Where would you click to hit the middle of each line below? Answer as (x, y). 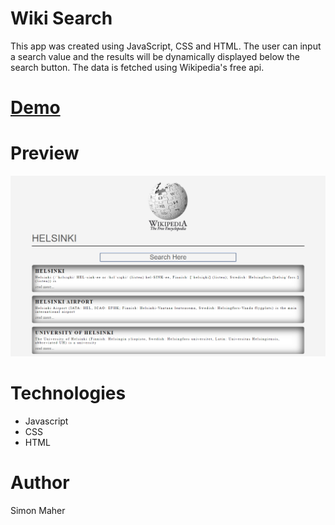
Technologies (68, 393)
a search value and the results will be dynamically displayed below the (155, 56)
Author (40, 483)
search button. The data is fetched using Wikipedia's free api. (137, 67)
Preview (45, 153)
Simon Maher (38, 510)
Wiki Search (61, 18)
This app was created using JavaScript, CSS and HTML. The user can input (166, 46)
